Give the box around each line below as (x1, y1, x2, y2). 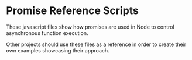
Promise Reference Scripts (6, 4, 139, 17)
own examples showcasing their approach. (6, 47, 109, 54)
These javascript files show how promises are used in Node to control (6, 23, 174, 30)
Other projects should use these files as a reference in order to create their (6, 41, 187, 48)
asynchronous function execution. (6, 29, 88, 36)
